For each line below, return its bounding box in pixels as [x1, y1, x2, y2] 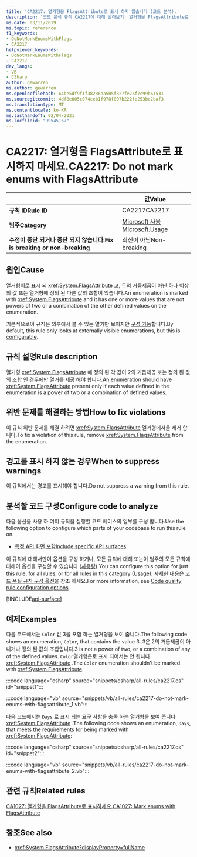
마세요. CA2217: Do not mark [36, 160, 174, 174]
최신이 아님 [122, 236, 151, 244]
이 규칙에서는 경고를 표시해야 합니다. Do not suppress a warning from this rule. [6, 482, 189, 489]
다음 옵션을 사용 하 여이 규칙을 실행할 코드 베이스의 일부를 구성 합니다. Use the [6, 518, 184, 525]
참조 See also [6, 828, 52, 838]
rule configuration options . [6, 584, 70, 591]
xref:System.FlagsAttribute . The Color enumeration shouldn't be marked [6, 659, 181, 666]
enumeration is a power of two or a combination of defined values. [6, 389, 167, 396]
